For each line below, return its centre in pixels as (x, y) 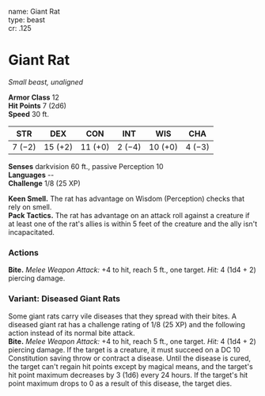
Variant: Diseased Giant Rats (64, 299)
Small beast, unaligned (46, 81)
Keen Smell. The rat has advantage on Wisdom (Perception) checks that (127, 198)
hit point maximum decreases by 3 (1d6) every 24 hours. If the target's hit (128, 375)
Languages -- (31, 175)
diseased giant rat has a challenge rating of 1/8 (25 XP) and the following (127, 324)
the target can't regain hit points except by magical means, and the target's (131, 366)
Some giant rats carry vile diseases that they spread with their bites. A (123, 316)
